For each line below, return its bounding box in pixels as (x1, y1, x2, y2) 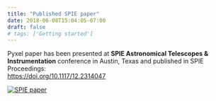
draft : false (7, 23, 46, 30)
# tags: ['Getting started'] (7, 30, 93, 37)
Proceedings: (7, 64, 46, 73)
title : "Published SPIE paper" (7, 10, 100, 18)
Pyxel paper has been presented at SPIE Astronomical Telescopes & (7, 49, 209, 58)
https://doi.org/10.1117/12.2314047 (7, 72, 106, 81)
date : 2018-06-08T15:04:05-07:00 (7, 17, 106, 24)
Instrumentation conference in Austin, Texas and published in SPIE (7, 57, 204, 66)
